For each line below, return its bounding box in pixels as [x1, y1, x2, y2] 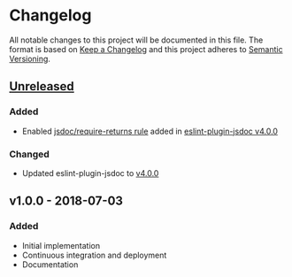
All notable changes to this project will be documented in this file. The [9, 35, 264, 45]
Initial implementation [21, 240, 101, 250]
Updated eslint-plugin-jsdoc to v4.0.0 [21, 167, 159, 178]
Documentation [21, 258, 79, 270]
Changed [9, 148, 50, 160]
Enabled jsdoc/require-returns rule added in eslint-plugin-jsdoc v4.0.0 [21, 126, 279, 136]
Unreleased [9, 79, 75, 94]
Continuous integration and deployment [21, 250, 167, 260]
